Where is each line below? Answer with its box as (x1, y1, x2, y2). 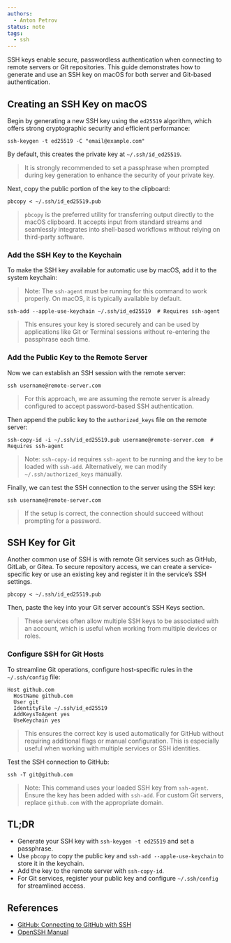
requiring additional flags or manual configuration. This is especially (24, 736, 220, 745)
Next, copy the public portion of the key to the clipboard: (7, 184, 170, 193)
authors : (7, 10, 33, 18)
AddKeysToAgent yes (13, 711, 70, 718)
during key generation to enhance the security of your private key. (24, 171, 215, 179)
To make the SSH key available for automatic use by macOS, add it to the (7, 266, 217, 274)
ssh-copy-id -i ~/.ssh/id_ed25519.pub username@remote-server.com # (7, 436, 214, 443)
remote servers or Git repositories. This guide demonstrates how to (7, 63, 201, 71)
